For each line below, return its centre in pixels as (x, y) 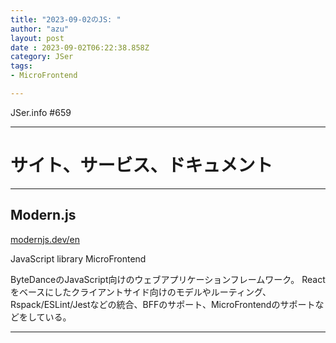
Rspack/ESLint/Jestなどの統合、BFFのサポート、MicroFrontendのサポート (163, 304)
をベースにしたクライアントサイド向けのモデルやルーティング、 (141, 292)
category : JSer (42, 57)
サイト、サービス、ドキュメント (141, 165)
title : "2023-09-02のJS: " (66, 19)
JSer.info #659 (41, 112)
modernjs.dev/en (45, 239)
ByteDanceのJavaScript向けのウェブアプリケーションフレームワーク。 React (168, 279)
